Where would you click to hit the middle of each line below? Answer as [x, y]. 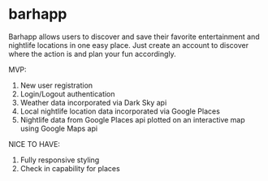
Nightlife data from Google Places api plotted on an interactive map [132, 119]
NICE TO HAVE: [35, 144]
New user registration [56, 85]
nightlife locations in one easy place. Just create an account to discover [129, 45]
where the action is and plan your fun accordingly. [92, 54]
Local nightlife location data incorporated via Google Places [120, 111]
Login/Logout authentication [67, 93]
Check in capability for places [70, 168]
